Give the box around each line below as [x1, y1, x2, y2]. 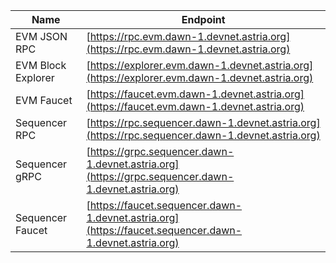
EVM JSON [15, 30, 68, 43]
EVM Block [15, 59, 67, 72]
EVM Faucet [15, 94, 73, 107]
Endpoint [181, 13, 226, 26]
